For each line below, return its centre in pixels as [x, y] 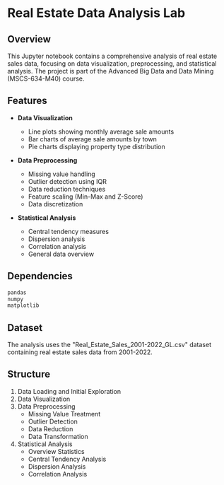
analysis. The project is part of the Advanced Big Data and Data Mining [111, 71]
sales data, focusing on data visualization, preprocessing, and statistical [112, 64]
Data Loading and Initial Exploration [69, 391]
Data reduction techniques [67, 189]
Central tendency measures [69, 231]
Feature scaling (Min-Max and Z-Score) [86, 197]
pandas [17, 292]
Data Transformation [58, 436]
